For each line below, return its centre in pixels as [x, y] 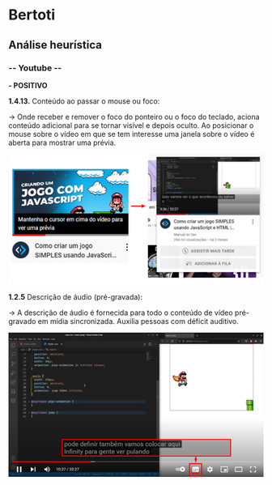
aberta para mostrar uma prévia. [62, 143]
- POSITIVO [28, 85]
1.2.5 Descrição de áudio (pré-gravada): [76, 297]
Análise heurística [55, 45]
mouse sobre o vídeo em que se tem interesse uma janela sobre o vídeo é [132, 134]
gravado [22, 321]
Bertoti [32, 15]
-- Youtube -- [35, 68]
